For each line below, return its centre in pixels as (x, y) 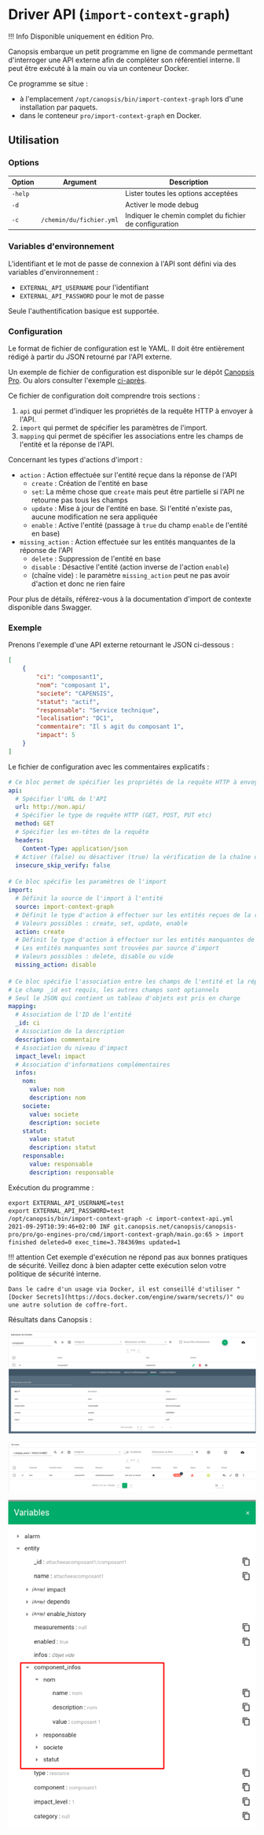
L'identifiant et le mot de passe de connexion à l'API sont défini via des (123, 263)
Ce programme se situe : (48, 83)
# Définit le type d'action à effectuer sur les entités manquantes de (135, 940)
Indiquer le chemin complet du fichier (185, 215)
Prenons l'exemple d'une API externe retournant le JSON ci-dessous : (121, 645)
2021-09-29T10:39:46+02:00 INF (59, 1226)
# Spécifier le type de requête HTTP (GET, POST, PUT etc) (114, 816)
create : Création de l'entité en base (89, 483)
